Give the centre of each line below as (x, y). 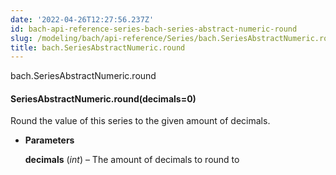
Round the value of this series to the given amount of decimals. (140, 121)
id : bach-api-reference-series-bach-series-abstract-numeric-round (154, 29)
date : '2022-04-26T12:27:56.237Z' (82, 19)
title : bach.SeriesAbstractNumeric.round (98, 47)
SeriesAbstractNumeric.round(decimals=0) (103, 98)
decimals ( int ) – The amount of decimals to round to (132, 160)
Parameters (49, 140)
